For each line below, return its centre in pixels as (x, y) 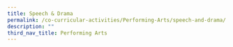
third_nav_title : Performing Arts (58, 33)
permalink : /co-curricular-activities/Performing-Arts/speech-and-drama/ (117, 20)
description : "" (31, 26)
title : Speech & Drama (40, 13)
